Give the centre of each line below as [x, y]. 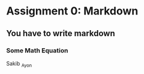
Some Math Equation [37, 51]
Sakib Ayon [19, 64]
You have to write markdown [61, 33]
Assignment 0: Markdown [72, 11]
